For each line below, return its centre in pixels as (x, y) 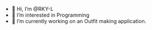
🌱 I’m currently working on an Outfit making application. (79, 21)
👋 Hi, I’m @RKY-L (33, 9)
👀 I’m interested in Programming (50, 15)
